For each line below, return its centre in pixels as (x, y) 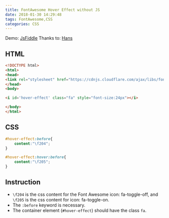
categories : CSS (22, 24)
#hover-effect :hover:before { (36, 157)
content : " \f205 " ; (32, 162)
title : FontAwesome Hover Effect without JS (53, 10)
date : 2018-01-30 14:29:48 (33, 15)
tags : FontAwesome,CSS (29, 19)
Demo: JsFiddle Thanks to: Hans (39, 38)
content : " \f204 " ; (32, 144)
